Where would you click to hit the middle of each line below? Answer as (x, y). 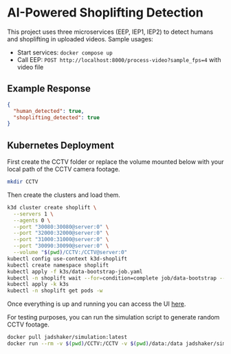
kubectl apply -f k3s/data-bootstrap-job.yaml (75, 271)
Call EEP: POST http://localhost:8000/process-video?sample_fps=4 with (119, 59)
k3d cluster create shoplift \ (52, 207)
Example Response (49, 88)
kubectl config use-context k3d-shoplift (67, 259)
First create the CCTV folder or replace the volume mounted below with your (115, 162)
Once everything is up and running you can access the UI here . (97, 304)
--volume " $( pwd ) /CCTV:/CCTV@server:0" (70, 253)
